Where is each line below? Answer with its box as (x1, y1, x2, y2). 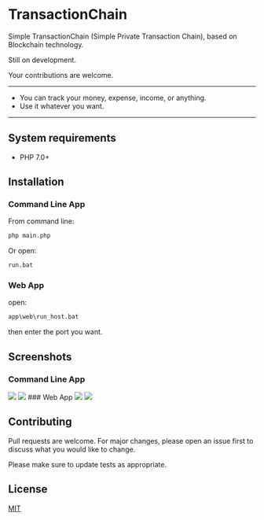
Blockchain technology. (8, 39, 84, 49)
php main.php (8, 232, 51, 240)
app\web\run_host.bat (8, 313, 79, 321)
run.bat (8, 261, 34, 269)
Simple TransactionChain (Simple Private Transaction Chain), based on (8, 31, 237, 41)
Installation (8, 175, 64, 189)
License (8, 482, 48, 496)
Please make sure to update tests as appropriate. (8, 459, 167, 469)
